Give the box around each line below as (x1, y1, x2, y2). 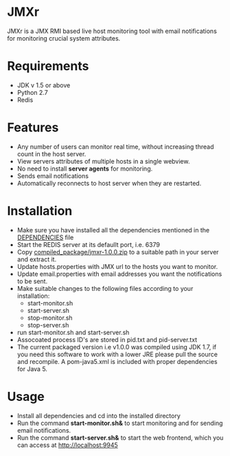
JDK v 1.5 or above (16, 80, 71, 89)
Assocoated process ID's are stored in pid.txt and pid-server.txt (16, 335, 198, 344)
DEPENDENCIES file (16, 233, 74, 241)
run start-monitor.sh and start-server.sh (16, 328, 130, 336)
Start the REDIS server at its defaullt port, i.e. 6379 (16, 240, 160, 248)
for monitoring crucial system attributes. (7, 34, 121, 42)
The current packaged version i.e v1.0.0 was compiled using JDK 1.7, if (16, 343, 217, 351)
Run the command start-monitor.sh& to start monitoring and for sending (16, 419, 223, 427)
